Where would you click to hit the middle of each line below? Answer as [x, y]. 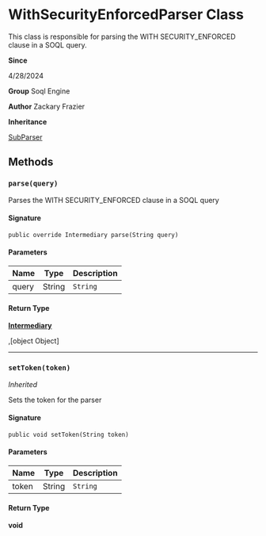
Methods [31, 162]
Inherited [23, 384]
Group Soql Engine [39, 91]
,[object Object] [34, 341]
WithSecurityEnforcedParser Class [126, 15]
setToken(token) [40, 368]
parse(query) [33, 184]
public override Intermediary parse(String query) [93, 235]
